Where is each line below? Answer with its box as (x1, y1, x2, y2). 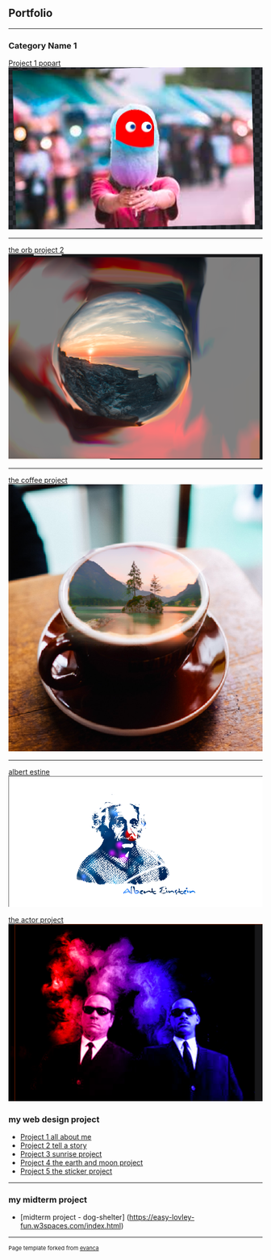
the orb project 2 (8, 245, 65, 254)
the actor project (8, 915, 64, 925)
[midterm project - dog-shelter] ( (19, 1212, 130, 1222)
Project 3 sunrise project (19, 1149, 102, 1158)
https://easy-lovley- (128, 1212, 195, 1222)
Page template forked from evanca (8, 1244, 99, 1253)
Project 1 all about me (19, 1132, 92, 1141)
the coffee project (8, 475, 69, 485)
